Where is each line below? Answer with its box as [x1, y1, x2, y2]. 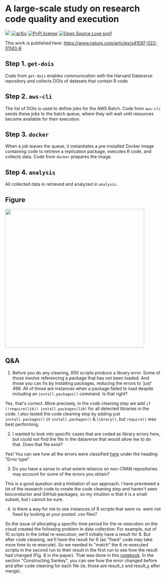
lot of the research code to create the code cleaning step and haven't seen [5, 486, 158, 492]
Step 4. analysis [5, 168, 56, 176]
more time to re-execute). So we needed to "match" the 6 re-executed [5, 541, 148, 547]
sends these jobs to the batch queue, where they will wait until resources [5, 111, 154, 117]
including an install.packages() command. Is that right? [12, 391, 128, 397]
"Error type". [5, 456, 31, 462]
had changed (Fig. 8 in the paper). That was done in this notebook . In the [5, 552, 154, 558]
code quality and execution [5, 13, 120, 25]
